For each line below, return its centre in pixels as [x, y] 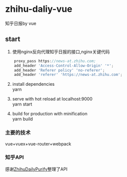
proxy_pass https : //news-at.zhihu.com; [55, 61]
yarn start [22, 104]
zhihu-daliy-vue [39, 9]
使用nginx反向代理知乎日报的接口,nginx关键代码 [61, 52]
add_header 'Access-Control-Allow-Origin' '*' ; [64, 66]
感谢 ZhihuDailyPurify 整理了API [36, 169]
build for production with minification [50, 114]
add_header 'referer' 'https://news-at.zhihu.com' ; [68, 75]
